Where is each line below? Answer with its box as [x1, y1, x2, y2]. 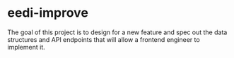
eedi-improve [7, 5, 88, 21]
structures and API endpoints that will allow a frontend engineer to [7, 35, 200, 43]
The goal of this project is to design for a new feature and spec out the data [7, 28, 228, 36]
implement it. [7, 43, 45, 51]
